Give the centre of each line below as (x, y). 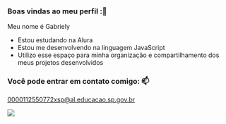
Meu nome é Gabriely (39, 27)
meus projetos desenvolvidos (60, 63)
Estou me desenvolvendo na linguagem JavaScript (91, 48)
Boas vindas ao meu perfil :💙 (57, 11)
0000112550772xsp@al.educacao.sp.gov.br (71, 99)
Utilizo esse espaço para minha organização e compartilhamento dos (118, 55)
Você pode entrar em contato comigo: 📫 (78, 82)
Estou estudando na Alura (55, 40)
